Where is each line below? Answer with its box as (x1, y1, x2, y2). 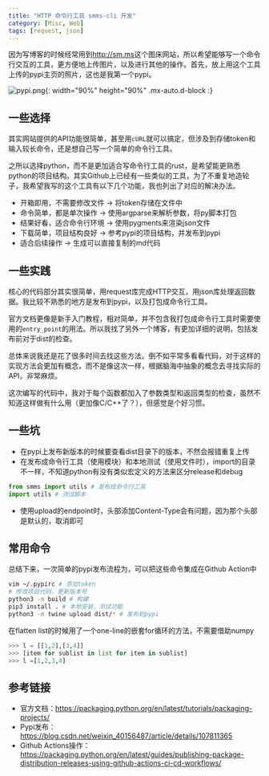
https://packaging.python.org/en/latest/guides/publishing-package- (19, 750, 244, 759)
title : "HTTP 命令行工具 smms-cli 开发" (8, 11, 137, 20)
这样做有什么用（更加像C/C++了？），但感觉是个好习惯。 (22, 398, 210, 408)
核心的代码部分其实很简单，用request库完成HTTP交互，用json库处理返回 (8, 286, 249, 296)
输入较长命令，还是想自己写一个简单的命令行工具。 (8, 144, 177, 153)
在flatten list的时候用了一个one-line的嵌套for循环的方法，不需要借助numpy (8, 625, 255, 635)
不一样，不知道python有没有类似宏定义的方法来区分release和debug (19, 466, 243, 476)
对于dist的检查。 (22, 334, 77, 343)
